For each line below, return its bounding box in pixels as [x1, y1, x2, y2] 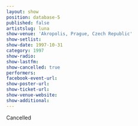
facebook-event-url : [6, 75, 58, 81]
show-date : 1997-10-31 [6, 42, 63, 48]
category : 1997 [6, 48, 44, 54]
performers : [6, 70, 36, 76]
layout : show [6, 8, 39, 15]
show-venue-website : [6, 92, 58, 98]
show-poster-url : [6, 81, 50, 87]
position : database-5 [6, 14, 61, 20]
